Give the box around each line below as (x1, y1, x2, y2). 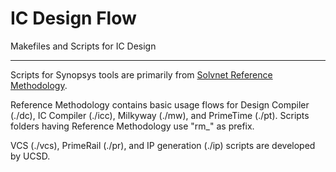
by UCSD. (10, 150, 51, 162)
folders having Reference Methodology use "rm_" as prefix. (10, 120, 255, 132)
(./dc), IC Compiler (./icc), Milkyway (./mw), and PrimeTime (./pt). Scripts (10, 109, 310, 121)
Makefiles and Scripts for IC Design (10, 40, 157, 52)
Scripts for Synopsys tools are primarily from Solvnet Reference (10, 68, 273, 81)
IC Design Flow (10, 7, 137, 30)
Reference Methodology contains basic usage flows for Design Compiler (10, 98, 310, 111)
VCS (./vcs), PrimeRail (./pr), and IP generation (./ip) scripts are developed (10, 139, 316, 151)
